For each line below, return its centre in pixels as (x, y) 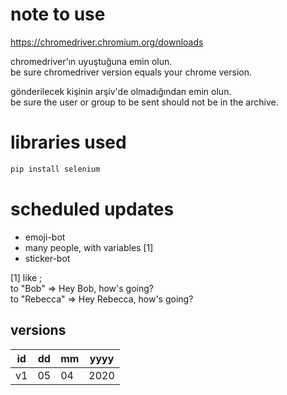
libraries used (68, 142)
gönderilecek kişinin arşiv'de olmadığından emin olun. (121, 91)
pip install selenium (55, 169)
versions (38, 330)
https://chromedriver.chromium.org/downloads (107, 42)
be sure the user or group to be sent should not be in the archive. (144, 102)
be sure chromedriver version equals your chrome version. (131, 72)
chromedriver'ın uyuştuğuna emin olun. (91, 61)
